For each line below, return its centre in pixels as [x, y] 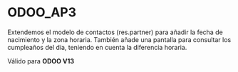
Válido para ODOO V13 [41, 61]
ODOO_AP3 [42, 12]
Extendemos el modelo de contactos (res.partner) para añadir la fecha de [115, 32]
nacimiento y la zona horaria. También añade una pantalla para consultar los [119, 39]
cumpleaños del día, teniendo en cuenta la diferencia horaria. [97, 47]
